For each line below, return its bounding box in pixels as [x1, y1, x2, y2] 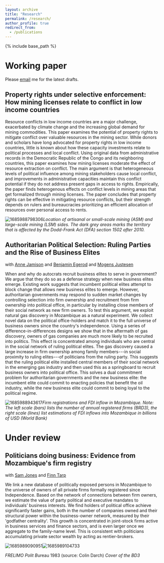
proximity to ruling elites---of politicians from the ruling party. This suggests [5, 354, 158, 360]
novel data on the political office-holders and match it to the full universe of [5, 318, 157, 323]
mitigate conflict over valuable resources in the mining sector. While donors [5, 134, 157, 140]
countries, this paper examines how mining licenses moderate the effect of [5, 160, 156, 166]
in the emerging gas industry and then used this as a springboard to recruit [5, 364, 156, 370]
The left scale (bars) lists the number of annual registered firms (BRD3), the [5, 404, 158, 410]
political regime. [5, 390, 38, 396]
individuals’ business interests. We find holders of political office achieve [5, 502, 151, 508]
